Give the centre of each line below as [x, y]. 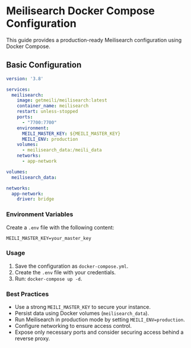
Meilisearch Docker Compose [81, 11]
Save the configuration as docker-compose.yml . [71, 266]
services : [18, 89]
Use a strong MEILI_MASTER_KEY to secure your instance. [83, 307]
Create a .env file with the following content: [60, 227]
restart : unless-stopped [47, 112]
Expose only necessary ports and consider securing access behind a [99, 332]
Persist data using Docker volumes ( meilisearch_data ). [82, 314]
